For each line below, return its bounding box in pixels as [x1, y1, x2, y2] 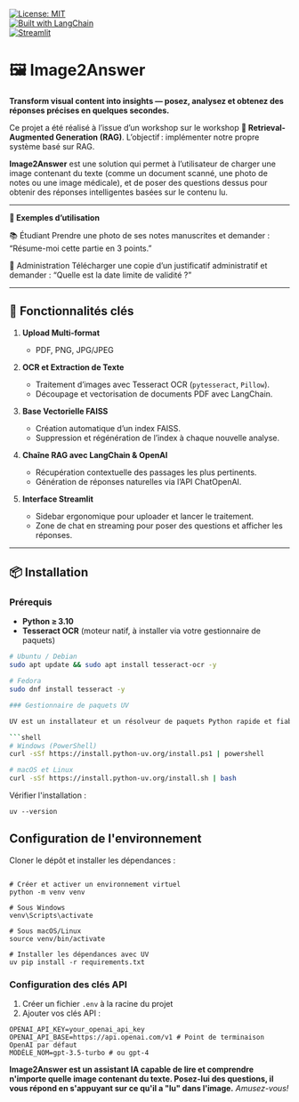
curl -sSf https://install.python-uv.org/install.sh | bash [9, 774, 238, 783]
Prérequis [9, 596, 53, 608]
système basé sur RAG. [9, 141, 95, 151]
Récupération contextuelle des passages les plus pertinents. [35, 467, 257, 478]
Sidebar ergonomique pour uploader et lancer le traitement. [35, 511, 255, 521]
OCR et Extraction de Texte [21, 361, 125, 373]
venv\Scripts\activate [9, 911, 93, 920]
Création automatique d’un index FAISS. [35, 422, 181, 433]
